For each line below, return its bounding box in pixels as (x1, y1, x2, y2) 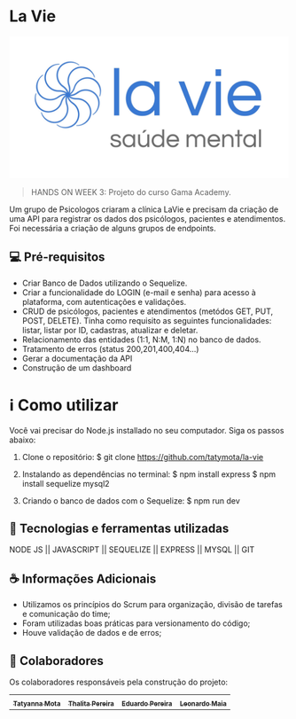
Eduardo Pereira (121, 699, 173, 708)
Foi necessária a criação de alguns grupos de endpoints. (9, 223, 217, 233)
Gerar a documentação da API (21, 353, 133, 363)
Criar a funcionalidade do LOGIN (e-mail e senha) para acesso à (21, 286, 257, 298)
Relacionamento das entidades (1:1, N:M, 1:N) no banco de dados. (21, 334, 261, 345)
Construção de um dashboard (21, 362, 132, 373)
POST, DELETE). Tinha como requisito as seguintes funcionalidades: (21, 315, 272, 325)
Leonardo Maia (179, 699, 228, 708)
